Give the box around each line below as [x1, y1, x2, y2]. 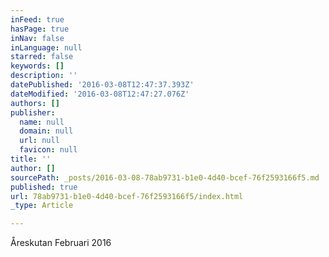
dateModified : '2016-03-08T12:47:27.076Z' [10, 89, 190, 99]
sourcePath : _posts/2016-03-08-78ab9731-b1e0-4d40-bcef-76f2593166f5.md [10, 172, 320, 183]
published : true [10, 182, 78, 192]
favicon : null [19, 145, 78, 155]
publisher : [10, 107, 56, 118]
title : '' [10, 154, 52, 164]
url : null [19, 136, 60, 146]
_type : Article [10, 201, 74, 211]
